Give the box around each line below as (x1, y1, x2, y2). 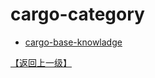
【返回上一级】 (10, 56, 72, 68)
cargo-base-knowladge (24, 36, 123, 48)
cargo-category (10, 3, 145, 26)
